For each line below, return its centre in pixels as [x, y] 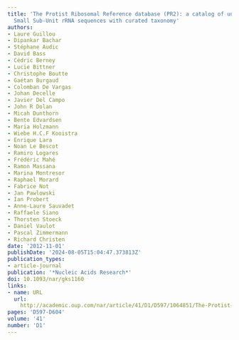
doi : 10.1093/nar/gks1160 [46, 279]
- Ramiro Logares [33, 153]
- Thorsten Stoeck [34, 220]
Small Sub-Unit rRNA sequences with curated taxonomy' [97, 21]
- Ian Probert [28, 200]
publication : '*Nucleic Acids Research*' [70, 272]
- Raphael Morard [33, 180]
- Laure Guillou [31, 34]
